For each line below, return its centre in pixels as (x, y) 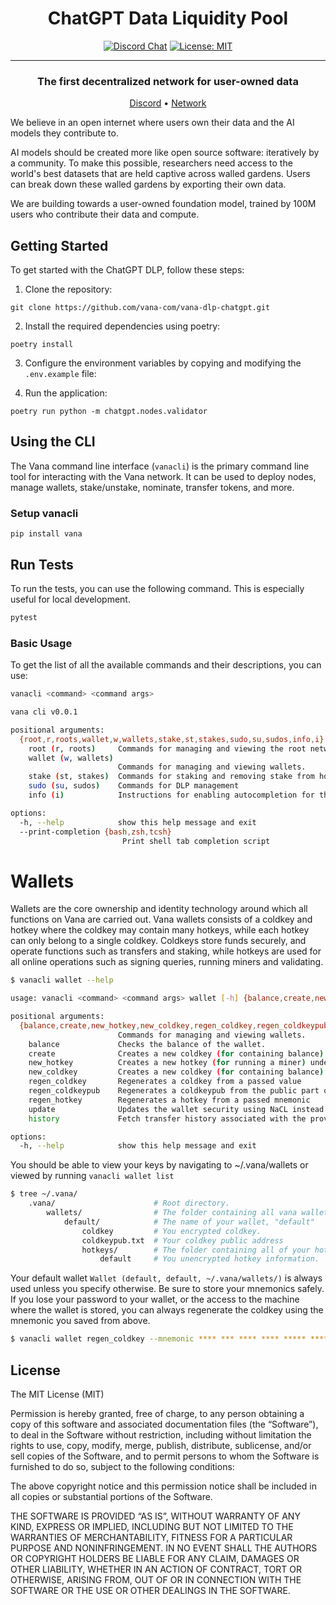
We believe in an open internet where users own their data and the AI (152, 123)
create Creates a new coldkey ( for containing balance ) (176, 1053)
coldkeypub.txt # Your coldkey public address (182, 1240)
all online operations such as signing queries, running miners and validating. (167, 962)
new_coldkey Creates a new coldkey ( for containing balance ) (176, 1072)
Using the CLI (53, 442)
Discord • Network (168, 103)
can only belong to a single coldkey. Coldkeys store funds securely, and (158, 941)
